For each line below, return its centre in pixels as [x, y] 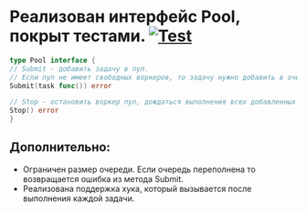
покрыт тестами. [78, 36]
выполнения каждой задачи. [79, 198]
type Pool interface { [53, 60]
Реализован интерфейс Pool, [125, 17]
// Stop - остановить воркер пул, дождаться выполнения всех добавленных [153, 102]
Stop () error [34, 111]
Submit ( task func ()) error [61, 86]
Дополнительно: [60, 147]
